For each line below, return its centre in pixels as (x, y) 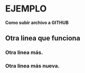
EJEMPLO (26, 9)
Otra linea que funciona (43, 38)
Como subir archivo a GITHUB (37, 22)
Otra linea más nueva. (32, 66)
